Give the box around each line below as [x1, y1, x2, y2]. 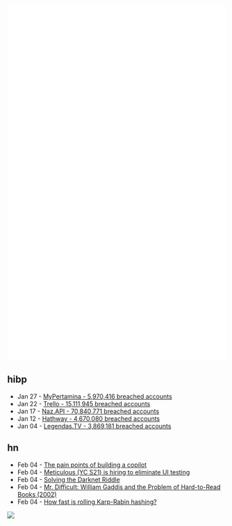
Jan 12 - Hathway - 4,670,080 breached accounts [17, 414, 160, 423]
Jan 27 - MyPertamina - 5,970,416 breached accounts [17, 392, 172, 401]
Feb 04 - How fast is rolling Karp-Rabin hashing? [17, 497, 158, 506]
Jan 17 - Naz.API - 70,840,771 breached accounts [17, 407, 160, 415]
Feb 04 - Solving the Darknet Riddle [17, 475, 120, 484]
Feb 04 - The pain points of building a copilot [17, 461, 147, 469]
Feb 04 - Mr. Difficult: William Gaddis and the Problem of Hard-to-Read [17, 483, 221, 491]
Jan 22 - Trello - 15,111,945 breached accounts [17, 399, 151, 408]
